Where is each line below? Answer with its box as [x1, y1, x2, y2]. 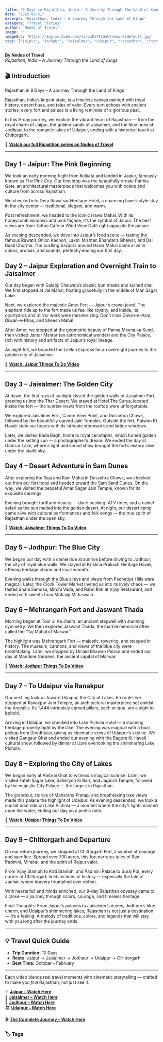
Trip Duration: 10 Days [12, 950, 58, 955]
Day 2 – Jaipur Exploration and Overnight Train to [5, 262, 157, 270]
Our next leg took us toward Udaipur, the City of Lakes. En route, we [5, 695, 141, 701]
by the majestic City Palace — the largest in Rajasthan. [5, 783, 114, 789]
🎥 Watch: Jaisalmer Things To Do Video [5, 525, 86, 530]
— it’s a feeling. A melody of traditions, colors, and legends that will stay [5, 913, 149, 919]
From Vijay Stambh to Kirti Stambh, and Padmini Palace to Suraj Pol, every [5, 868, 153, 874]
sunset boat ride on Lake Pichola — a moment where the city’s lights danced [5, 803, 158, 809]
